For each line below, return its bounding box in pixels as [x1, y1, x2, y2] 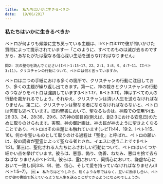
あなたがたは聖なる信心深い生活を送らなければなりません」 [18, 52, 137, 58]
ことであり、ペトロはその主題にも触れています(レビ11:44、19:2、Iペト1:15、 [5, 126, 157, 132]
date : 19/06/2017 [5, 12, 45, 17]
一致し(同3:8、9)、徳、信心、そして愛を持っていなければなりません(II [18, 162, 157, 168]
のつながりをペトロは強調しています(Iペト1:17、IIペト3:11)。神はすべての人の [5, 89, 158, 95]
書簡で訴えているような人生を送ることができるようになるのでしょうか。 [19, 175, 143, 180]
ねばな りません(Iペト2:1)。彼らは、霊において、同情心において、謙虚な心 [5, 156, 152, 162]
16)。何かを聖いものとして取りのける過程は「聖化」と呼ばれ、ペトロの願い [5, 132, 156, 138]
